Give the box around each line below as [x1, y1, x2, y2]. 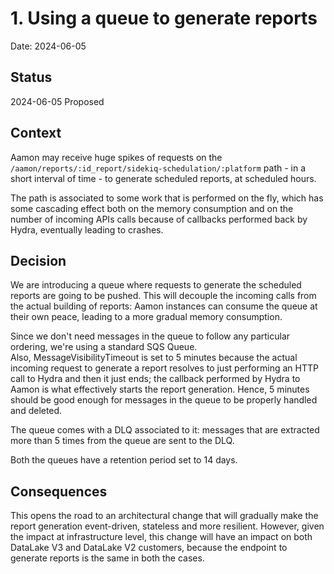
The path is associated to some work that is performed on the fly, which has [10, 192, 324, 204]
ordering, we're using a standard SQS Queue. [10, 341, 198, 353]
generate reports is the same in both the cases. [10, 552, 205, 564]
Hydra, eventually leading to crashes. [10, 223, 164, 236]
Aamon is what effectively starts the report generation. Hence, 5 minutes [10, 383, 310, 396]
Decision [10, 252, 67, 269]
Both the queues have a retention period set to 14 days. [10, 454, 238, 466]
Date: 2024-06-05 [10, 40, 87, 52]
